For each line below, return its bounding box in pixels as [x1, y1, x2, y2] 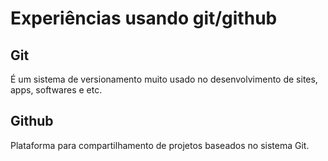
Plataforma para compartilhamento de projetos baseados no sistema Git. [10, 139, 310, 151]
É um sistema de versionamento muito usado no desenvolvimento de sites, [10, 73, 318, 85]
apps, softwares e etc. [10, 84, 103, 96]
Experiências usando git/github [10, 7, 278, 30]
